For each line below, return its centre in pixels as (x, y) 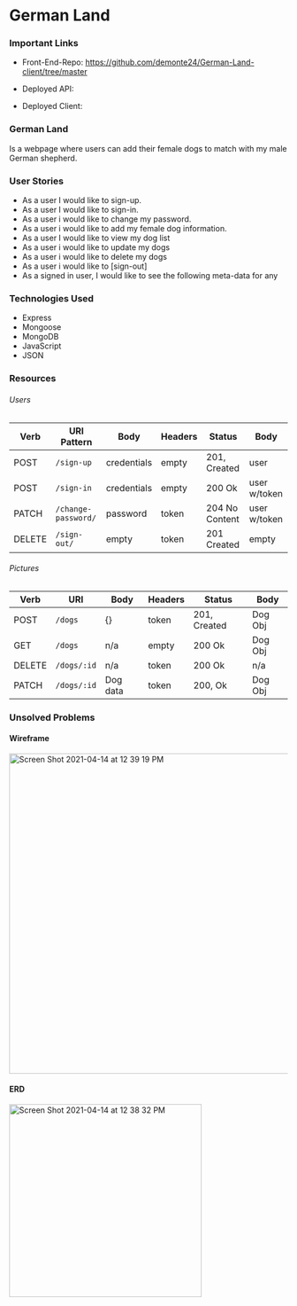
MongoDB (40, 337)
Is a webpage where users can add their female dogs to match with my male (148, 148)
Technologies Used (52, 298)
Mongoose (42, 327)
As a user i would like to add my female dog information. (124, 229)
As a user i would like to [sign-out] (84, 266)
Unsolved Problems (52, 717)
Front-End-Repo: (53, 62)
